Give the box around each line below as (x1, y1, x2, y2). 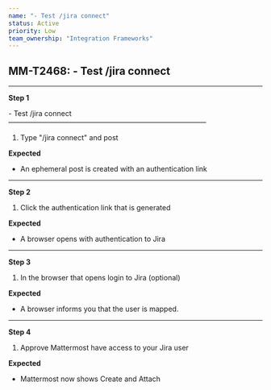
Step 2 (8, 187, 31, 197)
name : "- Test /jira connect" (8, 11, 110, 20)
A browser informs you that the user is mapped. (19, 304, 179, 314)
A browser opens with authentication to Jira (19, 234, 165, 244)
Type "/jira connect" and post (19, 133, 119, 143)
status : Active (8, 19, 60, 27)
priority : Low (8, 27, 56, 35)
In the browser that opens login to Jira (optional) (19, 273, 181, 283)
